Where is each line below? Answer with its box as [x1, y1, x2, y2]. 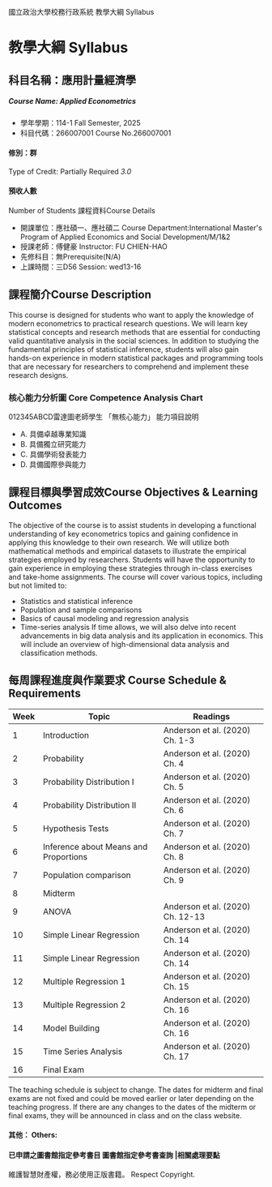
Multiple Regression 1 [43, 975, 126, 987]
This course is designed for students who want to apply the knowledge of [8, 310, 254, 319]
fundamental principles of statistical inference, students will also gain [8, 344, 240, 354]
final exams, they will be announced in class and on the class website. [8, 1110, 242, 1121]
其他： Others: [8, 1130, 58, 1140]
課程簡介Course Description [8, 288, 151, 302]
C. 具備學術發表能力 [19, 449, 87, 460]
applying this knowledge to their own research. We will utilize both [8, 538, 229, 547]
